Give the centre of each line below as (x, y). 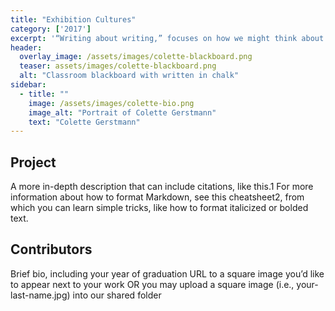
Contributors (51, 249)
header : (26, 47)
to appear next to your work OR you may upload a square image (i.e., (152, 284)
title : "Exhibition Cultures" (73, 19)
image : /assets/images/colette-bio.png (111, 103)
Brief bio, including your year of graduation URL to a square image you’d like (167, 273)
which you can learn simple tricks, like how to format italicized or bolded (159, 208)
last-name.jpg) (40, 295)
